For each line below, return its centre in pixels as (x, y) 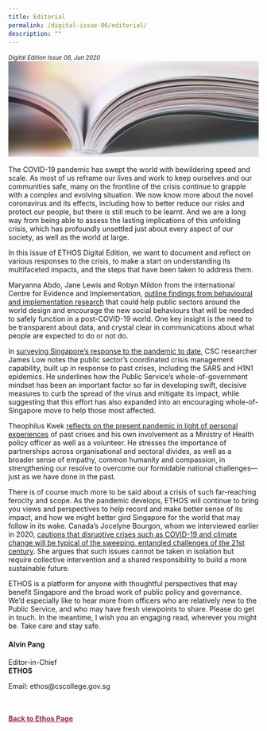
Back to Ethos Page (41, 718)
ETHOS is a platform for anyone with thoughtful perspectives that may (123, 584)
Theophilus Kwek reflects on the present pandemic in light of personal (123, 426)
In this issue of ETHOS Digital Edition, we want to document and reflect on (130, 253)
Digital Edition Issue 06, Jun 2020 (54, 58)
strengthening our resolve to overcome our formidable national (111, 468)
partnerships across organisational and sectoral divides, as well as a (120, 451)
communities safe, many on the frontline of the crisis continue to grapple (127, 186)
